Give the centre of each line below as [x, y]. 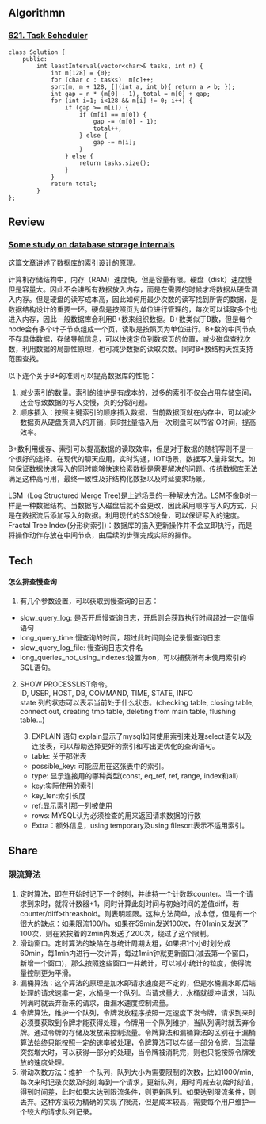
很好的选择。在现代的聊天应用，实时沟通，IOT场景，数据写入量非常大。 [132, 459]
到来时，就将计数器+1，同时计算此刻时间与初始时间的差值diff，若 [133, 904]
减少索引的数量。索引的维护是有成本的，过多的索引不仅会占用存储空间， [137, 392]
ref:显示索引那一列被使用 [72, 805]
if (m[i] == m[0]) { [113, 114]
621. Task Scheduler [48, 36]
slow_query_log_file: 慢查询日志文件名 [81, 647]
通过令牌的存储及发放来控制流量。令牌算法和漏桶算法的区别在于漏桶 [144, 1032]
